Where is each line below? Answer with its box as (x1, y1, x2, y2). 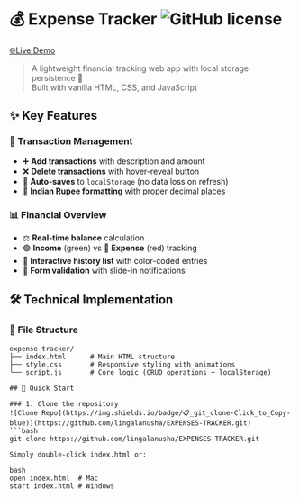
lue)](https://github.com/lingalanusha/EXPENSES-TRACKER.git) (9, 418, 252, 428)
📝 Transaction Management (9, 135, 133, 148)
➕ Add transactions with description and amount (22, 156, 205, 167)
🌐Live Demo (9, 44, 56, 56)
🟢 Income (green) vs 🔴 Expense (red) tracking (22, 242, 198, 253)
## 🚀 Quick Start (9, 384, 75, 393)
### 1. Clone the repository (9, 399, 119, 408)
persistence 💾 (31, 72, 84, 83)
